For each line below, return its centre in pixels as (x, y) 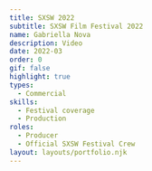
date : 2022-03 (36, 52)
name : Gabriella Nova (50, 34)
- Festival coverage (56, 110)
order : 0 (26, 60)
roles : (22, 128)
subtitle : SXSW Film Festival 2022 (76, 26)
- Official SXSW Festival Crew (76, 144)
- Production (42, 119)
